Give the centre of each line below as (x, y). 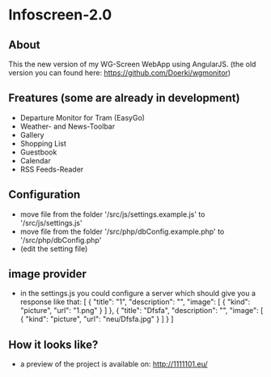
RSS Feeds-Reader (52, 169)
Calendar (35, 160)
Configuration (44, 195)
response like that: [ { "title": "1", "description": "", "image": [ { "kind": (135, 302)
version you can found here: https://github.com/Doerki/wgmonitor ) (120, 73)
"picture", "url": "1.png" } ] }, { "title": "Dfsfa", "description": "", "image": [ (142, 311)
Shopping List (43, 143)
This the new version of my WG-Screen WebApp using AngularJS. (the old (132, 64)
